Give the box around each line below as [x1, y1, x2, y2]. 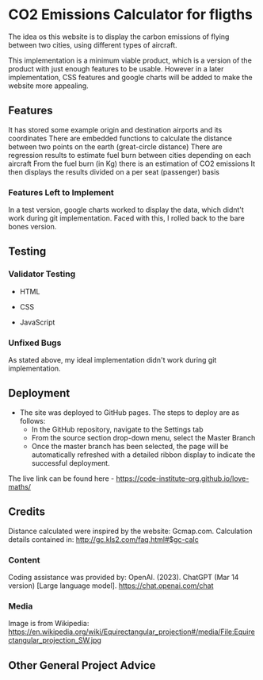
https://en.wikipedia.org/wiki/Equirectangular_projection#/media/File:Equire [8, 627, 255, 636]
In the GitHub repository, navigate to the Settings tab [31, 425, 204, 434]
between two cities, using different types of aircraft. [8, 40, 177, 49]
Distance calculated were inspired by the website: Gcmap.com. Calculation [8, 526, 253, 536]
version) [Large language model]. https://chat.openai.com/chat [8, 581, 214, 590]
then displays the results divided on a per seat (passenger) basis [8, 167, 220, 176]
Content [8, 554, 41, 565]
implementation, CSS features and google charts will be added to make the [8, 72, 253, 82]
